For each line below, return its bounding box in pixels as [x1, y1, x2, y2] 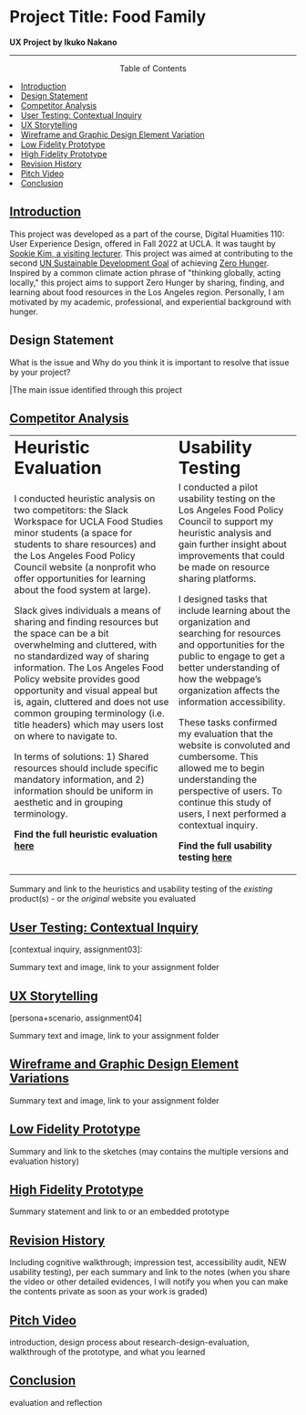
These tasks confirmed [178, 716, 278, 729]
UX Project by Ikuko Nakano [9, 37, 117, 48]
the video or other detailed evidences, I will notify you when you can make [9, 1276, 289, 1287]
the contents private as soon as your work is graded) [9, 1286, 208, 1297]
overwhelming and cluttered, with [14, 639, 158, 651]
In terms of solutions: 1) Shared [14, 751, 149, 764]
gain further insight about [178, 538, 287, 551]
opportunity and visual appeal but [14, 684, 158, 697]
